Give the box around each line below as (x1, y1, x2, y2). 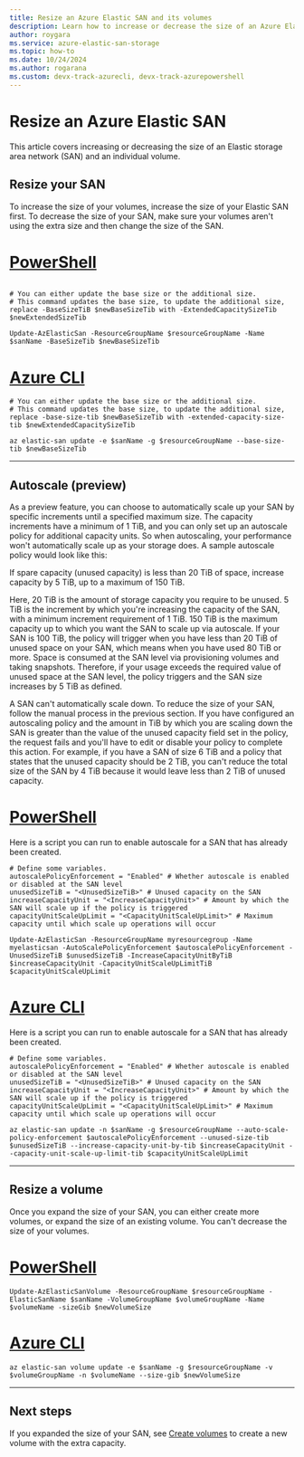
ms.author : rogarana (9, 64, 88, 73)
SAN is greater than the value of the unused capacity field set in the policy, (9, 728, 289, 738)
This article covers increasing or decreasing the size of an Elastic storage (9, 141, 283, 152)
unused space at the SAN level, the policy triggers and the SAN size (9, 671, 262, 682)
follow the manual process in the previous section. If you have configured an (9, 708, 295, 719)
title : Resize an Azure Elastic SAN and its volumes (9, 13, 213, 23)
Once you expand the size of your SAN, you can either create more (9, 1205, 260, 1217)
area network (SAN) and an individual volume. (9, 150, 181, 161)
